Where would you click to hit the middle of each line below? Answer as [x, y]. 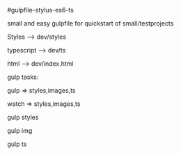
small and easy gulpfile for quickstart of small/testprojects [90, 23]
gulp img [20, 130]
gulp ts [17, 144]
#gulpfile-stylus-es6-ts [41, 10]
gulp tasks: [23, 77]
